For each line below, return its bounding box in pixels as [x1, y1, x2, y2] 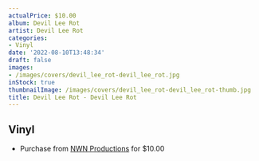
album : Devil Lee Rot [8, 19, 80, 27]
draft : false [8, 57, 52, 65]
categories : [8, 33, 48, 42]
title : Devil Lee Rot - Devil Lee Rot [8, 93, 137, 101]
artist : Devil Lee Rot [8, 26, 84, 34]
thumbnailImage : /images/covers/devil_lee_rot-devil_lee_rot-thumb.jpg [8, 85, 251, 94]
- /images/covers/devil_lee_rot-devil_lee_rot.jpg [8, 71, 180, 79]
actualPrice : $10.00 [8, 11, 77, 20]
